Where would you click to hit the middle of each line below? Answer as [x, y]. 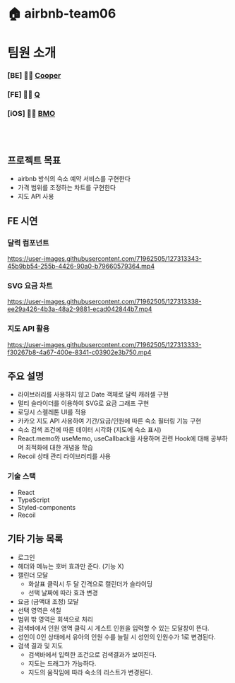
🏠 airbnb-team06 [62, 14]
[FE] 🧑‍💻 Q [24, 95]
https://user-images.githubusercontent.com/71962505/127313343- [105, 259]
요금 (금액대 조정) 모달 [48, 601]
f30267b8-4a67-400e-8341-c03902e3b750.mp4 [79, 352]
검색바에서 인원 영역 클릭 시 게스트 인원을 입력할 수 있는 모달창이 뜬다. [113, 628]
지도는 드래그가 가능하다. [62, 663]
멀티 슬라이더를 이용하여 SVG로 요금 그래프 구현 [83, 403]
